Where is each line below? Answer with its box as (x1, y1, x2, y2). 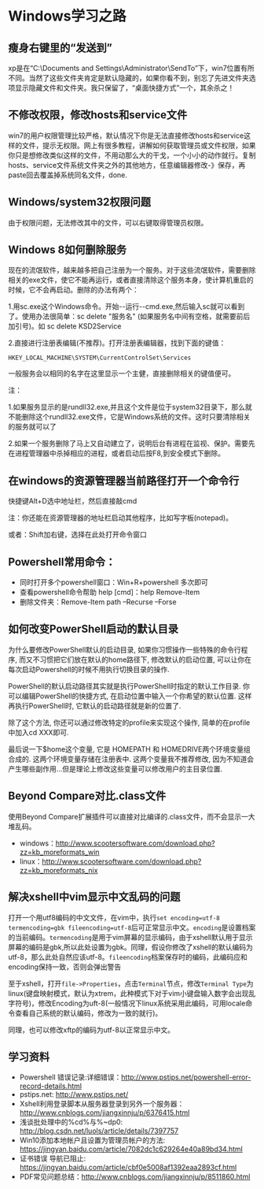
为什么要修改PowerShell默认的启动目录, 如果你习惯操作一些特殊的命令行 (8, 645, 241, 654)
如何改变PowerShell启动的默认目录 (8, 622, 179, 636)
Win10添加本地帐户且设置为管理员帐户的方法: (19, 1135, 166, 1145)
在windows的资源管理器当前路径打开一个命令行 (8, 474, 240, 487)
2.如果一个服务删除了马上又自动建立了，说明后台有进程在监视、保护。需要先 (8, 439, 255, 448)
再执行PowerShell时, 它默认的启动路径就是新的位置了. (8, 700, 181, 710)
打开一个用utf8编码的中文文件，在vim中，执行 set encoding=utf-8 (8, 912, 220, 922)
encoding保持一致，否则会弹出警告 (8, 962, 122, 972)
